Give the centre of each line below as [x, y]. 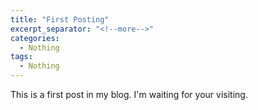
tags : [21, 57]
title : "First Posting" [60, 19]
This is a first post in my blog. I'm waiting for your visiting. [129, 94]
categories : [35, 38]
